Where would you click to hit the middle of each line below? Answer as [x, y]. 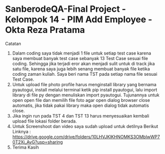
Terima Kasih [26, 147]
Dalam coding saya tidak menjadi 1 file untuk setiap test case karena [82, 53]
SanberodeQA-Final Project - [65, 9]
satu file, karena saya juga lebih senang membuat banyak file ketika [81, 69]
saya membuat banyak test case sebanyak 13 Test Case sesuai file [80, 58]
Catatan [13, 43]
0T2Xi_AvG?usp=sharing [38, 142]
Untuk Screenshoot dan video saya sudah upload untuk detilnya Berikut [85, 126]
